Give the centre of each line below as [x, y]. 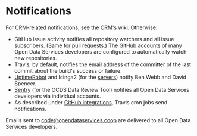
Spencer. [25, 83]
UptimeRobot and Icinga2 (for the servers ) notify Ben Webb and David [100, 77]
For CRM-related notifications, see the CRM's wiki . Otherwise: [82, 27]
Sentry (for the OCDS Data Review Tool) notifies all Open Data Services [102, 89]
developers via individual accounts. [57, 96]
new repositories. [35, 58]
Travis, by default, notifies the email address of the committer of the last [103, 64]
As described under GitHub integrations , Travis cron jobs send [91, 102]
